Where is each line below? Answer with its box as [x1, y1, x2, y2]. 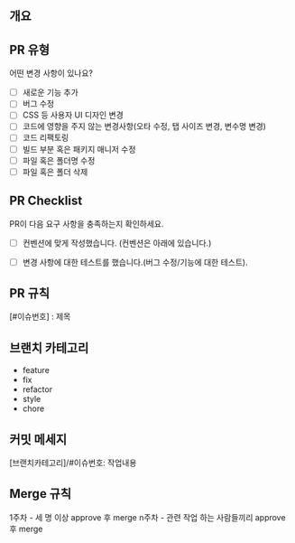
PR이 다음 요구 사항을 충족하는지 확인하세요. [9, 218, 164, 229]
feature [22, 365, 50, 376]
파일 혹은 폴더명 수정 [22, 154, 96, 165]
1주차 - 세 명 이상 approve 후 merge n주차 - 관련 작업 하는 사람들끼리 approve [9, 511, 286, 522]
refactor [22, 384, 52, 395]
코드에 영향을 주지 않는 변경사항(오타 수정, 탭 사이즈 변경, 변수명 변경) [22, 121, 266, 132]
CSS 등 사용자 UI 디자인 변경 [22, 109, 124, 120]
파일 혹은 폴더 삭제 [22, 166, 88, 177]
